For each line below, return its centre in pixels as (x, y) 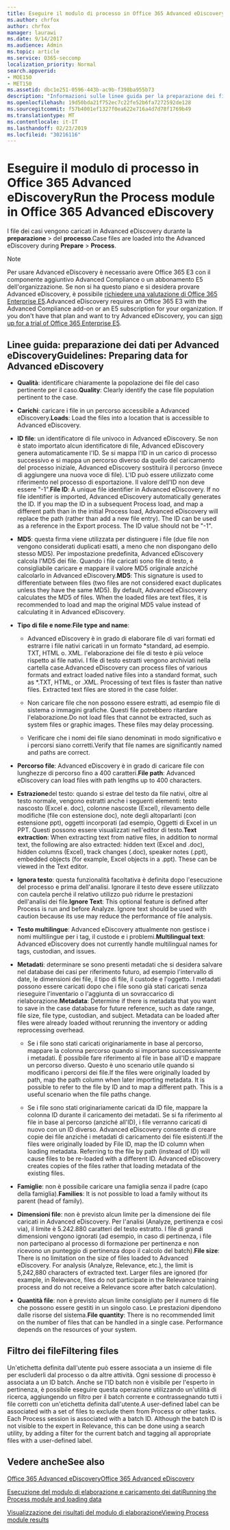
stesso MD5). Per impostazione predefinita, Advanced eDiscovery (110, 554)
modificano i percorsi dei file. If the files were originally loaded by (119, 1072)
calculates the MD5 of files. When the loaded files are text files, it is (112, 597)
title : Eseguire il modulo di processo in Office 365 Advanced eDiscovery (116, 13)
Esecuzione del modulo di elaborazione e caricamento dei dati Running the (112, 1492)
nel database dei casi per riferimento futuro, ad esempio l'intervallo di (115, 972)
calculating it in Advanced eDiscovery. (71, 612)
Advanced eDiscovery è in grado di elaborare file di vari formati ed (121, 639)
